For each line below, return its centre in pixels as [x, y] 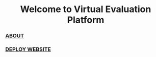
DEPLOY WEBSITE [28, 49]
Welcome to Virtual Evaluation [86, 9]
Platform [86, 20]
